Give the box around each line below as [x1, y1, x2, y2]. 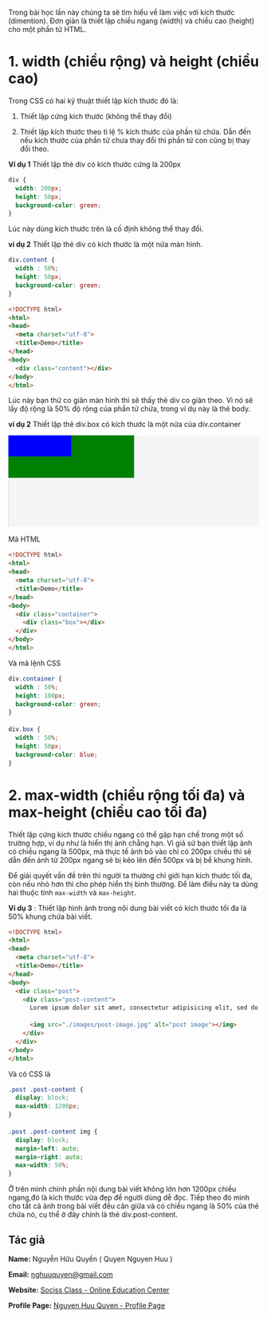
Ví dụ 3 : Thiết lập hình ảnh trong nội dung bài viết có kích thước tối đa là [8, 903, 247, 913]
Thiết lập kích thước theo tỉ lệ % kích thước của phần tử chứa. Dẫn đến [19, 126, 251, 136]
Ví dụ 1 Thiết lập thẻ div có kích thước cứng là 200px [8, 159, 182, 169]
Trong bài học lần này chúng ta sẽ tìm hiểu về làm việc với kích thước [8, 8, 235, 17]
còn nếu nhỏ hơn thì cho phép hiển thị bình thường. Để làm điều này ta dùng [8, 879, 258, 889]
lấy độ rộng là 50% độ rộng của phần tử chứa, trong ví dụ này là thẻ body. [8, 404, 251, 413]
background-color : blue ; [15, 750, 98, 759]
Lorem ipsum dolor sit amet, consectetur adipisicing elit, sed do [29, 1004, 259, 1012]
